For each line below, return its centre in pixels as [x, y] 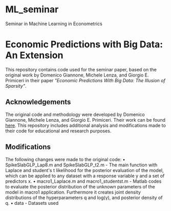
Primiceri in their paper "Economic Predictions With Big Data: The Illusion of [85, 80]
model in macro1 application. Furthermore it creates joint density [73, 192]
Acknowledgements [38, 102]
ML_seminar [32, 9]
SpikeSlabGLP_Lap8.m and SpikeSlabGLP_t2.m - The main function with [81, 165]
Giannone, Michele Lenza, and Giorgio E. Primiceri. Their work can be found [85, 120]
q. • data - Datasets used [32, 203]
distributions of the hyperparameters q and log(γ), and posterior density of [84, 197]
